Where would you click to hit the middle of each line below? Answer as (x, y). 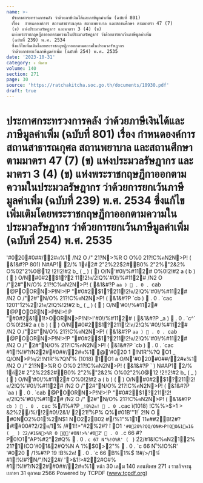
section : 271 (23, 74)
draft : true (21, 91)
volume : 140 (21, 68)
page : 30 (17, 79)
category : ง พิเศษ (27, 62)
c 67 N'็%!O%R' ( (108, 440)
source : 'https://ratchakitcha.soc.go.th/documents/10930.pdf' (88, 86)
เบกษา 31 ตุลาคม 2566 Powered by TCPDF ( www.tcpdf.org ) (77, 473)
